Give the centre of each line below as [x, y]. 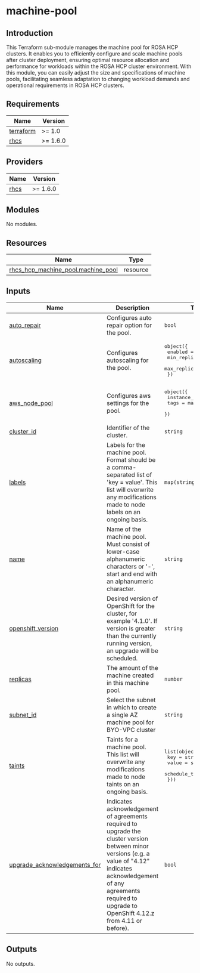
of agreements [127, 817]
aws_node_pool [31, 403]
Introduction [30, 33]
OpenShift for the [131, 606]
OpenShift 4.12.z [131, 913]
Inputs [18, 291]
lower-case [123, 552]
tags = [176, 403]
